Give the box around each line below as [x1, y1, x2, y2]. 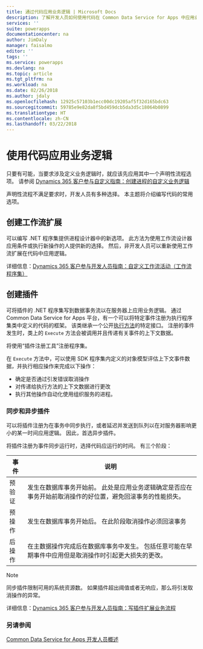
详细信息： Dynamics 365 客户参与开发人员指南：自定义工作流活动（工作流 [6, 262, 192, 269]
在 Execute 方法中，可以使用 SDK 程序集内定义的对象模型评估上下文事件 [6, 354, 185, 362]
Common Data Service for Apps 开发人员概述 [6, 636, 119, 643]
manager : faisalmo [6, 43, 53, 49]
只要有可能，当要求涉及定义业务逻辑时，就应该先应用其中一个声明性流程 [6, 170, 186, 177]
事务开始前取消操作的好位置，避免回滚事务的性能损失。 [27, 492, 185, 500]
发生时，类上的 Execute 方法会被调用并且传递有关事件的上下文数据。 [6, 329, 176, 336]
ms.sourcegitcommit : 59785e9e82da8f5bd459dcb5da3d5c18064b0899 [6, 104, 169, 110]
